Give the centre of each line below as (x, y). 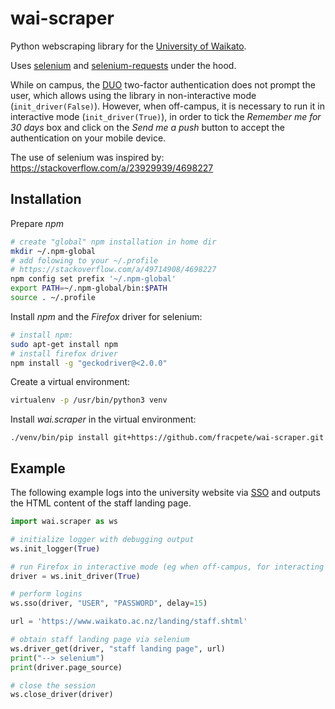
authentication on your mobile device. (88, 138)
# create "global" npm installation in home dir (113, 242)
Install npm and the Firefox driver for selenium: (106, 316)
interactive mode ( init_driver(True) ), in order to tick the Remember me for (166, 116)
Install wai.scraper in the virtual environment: (103, 419)
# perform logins (46, 594)
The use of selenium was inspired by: (87, 157)
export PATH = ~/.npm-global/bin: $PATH (89, 288)
